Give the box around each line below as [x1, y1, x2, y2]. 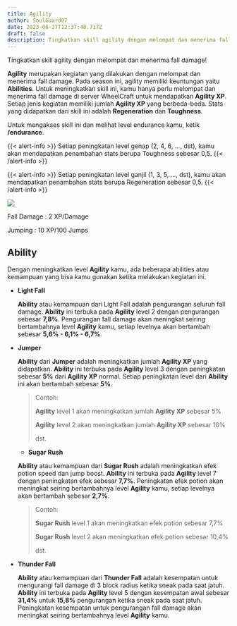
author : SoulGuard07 [7, 17, 68, 24]
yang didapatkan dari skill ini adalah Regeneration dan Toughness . [7, 107, 203, 116]
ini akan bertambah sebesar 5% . [17, 379, 113, 388]
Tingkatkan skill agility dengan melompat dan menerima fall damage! [7, 56, 207, 64]
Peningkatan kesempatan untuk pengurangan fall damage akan [17, 603, 202, 612]
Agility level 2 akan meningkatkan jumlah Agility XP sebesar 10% [35, 420, 226, 429]
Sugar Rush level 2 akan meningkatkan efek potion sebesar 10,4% [35, 532, 229, 541]
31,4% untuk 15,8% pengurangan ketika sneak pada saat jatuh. [17, 596, 202, 604]
